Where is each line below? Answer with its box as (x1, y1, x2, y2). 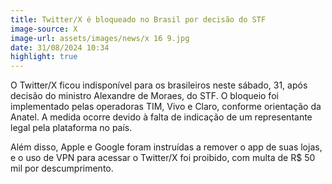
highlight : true (10, 52, 78, 62)
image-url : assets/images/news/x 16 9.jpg (10, 33, 190, 43)
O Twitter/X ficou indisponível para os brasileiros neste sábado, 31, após (10, 79, 308, 91)
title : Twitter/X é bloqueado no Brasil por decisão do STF (10, 14, 267, 25)
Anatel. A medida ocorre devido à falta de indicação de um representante (10, 111, 313, 123)
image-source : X (10, 24, 78, 34)
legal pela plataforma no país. (10, 122, 133, 134)
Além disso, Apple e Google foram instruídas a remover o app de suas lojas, (10, 141, 323, 153)
